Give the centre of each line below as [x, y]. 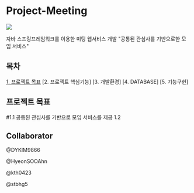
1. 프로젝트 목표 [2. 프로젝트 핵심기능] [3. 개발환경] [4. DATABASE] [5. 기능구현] [97, 82]
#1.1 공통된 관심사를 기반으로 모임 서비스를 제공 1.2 [63, 117]
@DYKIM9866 [23, 150]
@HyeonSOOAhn [27, 161]
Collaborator [30, 136]
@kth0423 [19, 173]
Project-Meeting [47, 11]
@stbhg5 [17, 184]
